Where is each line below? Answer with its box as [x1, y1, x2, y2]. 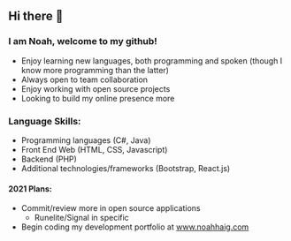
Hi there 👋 [8, 9, 64, 24]
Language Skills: [8, 115, 81, 127]
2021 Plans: [8, 183, 52, 194]
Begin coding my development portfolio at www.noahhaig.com [20, 222, 249, 232]
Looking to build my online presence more [20, 93, 175, 103]
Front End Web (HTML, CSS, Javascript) [20, 144, 168, 154]
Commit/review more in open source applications [20, 203, 201, 214]
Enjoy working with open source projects [20, 83, 171, 94]
